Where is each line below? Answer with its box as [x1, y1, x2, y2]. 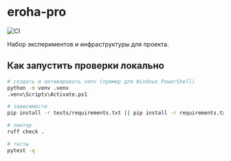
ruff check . [7, 128, 45, 135]
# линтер [7, 122, 32, 129]
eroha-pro [7, 4, 67, 20]
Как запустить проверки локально [7, 60, 165, 72]
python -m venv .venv [7, 84, 69, 91]
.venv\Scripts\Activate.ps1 [7, 90, 88, 98]
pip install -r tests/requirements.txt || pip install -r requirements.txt [7, 110, 229, 116]
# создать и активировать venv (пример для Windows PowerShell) [7, 78, 195, 85]
